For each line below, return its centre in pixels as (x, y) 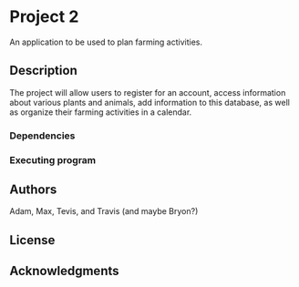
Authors (33, 189)
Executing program (53, 159)
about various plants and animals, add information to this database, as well (149, 102)
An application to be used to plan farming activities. (106, 42)
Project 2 (44, 17)
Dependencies (42, 136)
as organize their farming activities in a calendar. (101, 112)
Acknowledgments (65, 271)
